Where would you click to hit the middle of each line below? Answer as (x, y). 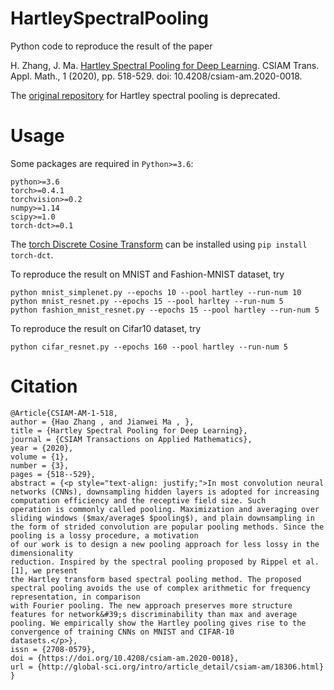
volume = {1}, (40, 457)
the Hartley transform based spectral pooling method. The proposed (156, 579)
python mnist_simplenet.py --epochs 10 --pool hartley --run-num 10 (156, 292)
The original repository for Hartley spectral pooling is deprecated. (145, 95)
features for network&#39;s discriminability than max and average (154, 614)
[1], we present (44, 570)
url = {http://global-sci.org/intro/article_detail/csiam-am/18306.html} (167, 667)
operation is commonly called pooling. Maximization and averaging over (165, 509)
